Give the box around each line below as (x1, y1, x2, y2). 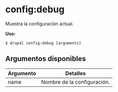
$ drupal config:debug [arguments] (5, 40, 82, 46)
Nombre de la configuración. (41, 78, 110, 85)
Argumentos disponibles (5, 54, 86, 63)
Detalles (65, 69, 86, 77)
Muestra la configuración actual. (5, 21, 74, 27)
